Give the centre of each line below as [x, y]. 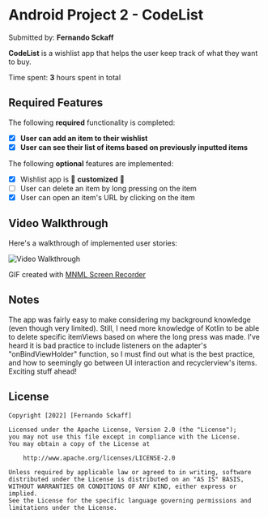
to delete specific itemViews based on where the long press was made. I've [134, 336]
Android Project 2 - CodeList [106, 15]
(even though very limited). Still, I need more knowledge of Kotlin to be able [134, 328]
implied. [23, 493]
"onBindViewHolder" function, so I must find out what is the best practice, [132, 353]
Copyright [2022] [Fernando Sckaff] [70, 415]
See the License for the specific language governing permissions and [130, 500]
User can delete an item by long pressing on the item [108, 188]
